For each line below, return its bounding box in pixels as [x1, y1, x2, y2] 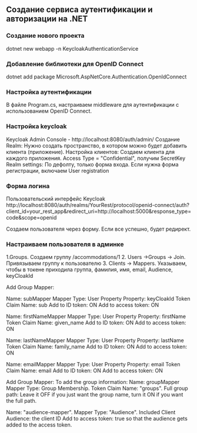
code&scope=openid [6, 214, 57, 221]
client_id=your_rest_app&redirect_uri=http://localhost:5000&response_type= [6, 208, 192, 215]
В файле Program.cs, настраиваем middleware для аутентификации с [6, 101, 179, 109]
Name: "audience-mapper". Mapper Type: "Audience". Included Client [6, 409, 176, 416]
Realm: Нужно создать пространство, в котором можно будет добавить [6, 142, 187, 149]
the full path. [6, 398, 37, 405]
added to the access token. [6, 421, 72, 428]
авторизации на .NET [6, 14, 88, 24]
